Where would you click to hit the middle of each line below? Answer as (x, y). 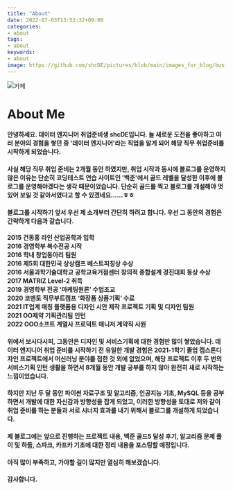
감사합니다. (23, 480)
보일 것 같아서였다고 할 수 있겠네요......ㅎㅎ (77, 195)
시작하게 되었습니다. (34, 152)
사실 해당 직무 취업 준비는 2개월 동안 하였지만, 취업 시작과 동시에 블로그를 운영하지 (116, 169)
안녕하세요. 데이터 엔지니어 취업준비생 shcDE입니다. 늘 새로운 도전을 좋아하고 (111, 134)
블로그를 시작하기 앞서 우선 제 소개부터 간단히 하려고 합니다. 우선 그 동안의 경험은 (114, 212)
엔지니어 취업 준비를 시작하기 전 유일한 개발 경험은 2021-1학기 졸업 (109, 350)
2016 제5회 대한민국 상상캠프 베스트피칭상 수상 (70, 263)
